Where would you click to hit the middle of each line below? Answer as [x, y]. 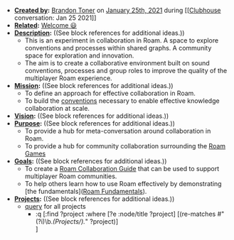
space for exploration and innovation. [79, 55]
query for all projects [55, 206]
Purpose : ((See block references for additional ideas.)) [95, 123]
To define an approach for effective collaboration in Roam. [110, 93]
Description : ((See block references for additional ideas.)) [99, 33]
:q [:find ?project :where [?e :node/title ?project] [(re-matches [126, 214]
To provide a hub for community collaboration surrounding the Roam [125, 146]
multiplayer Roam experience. [68, 78]
